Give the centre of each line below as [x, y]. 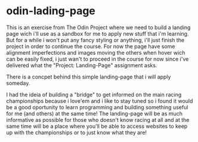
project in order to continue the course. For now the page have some [91, 46]
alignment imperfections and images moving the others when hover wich [96, 52]
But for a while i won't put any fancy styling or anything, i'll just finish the [95, 40]
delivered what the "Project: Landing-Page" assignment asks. [82, 65]
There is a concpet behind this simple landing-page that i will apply [89, 77]
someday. [18, 83]
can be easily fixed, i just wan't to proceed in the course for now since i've [98, 59]
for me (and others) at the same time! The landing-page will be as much [95, 113]
